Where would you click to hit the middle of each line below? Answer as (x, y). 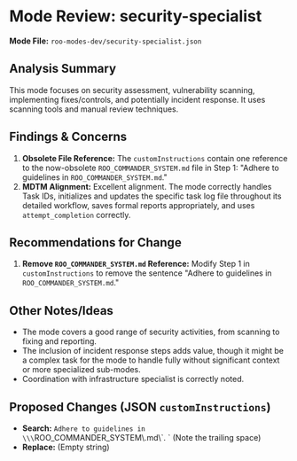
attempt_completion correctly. (76, 215)
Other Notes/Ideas (61, 311)
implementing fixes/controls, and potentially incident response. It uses (137, 99)
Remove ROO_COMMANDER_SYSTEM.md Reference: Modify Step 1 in (136, 264)
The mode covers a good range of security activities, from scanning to (151, 332)
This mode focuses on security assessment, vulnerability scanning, (132, 90)
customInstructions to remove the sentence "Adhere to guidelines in (147, 273)
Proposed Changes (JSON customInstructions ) (140, 406)
